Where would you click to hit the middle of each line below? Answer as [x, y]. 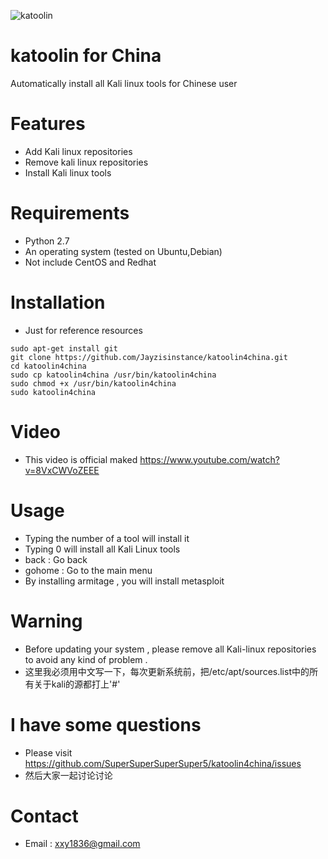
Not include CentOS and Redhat [90, 262]
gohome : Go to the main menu [88, 570]
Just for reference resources [83, 330]
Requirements [70, 213]
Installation [58, 302]
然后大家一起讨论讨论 [68, 775]
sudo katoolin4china [53, 392]
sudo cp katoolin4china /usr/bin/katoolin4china [113, 375]
